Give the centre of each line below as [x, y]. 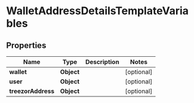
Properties [26, 45]
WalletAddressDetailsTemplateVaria [98, 11]
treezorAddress [32, 91]
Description [102, 62]
